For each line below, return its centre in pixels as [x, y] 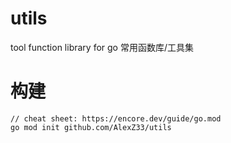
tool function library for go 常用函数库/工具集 [102, 47]
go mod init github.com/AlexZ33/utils [91, 127]
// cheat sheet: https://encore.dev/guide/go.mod [116, 118]
